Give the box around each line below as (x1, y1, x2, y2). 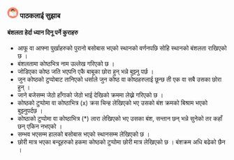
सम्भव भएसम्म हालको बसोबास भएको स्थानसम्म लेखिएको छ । (17, 130, 150, 138)
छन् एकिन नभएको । (17, 122, 63, 131)
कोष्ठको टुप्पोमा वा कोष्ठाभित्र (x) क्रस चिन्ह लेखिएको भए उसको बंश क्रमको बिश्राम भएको (17, 99, 208, 107)
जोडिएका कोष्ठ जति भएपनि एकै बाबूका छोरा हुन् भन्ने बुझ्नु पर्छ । (17, 67, 154, 76)
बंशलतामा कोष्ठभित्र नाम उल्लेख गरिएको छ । (17, 60, 115, 68)
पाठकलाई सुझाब (20, 10, 61, 20)
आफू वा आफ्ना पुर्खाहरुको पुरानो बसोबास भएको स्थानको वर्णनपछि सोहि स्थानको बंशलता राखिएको (17, 44, 227, 52)
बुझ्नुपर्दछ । (17, 106, 43, 115)
